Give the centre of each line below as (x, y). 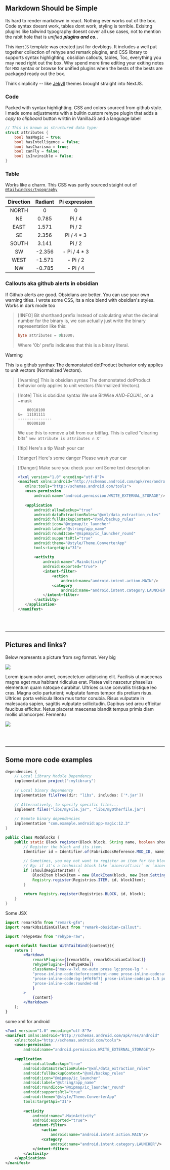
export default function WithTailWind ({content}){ (60, 945)
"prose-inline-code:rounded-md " (67, 983)
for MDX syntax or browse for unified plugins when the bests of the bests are (84, 68)
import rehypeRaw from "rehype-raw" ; (45, 936)
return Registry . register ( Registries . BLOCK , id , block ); (84, 894)
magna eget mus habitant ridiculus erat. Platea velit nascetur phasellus (79, 682)
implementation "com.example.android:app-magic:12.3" (72, 824)
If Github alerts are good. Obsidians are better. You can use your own (77, 295)
